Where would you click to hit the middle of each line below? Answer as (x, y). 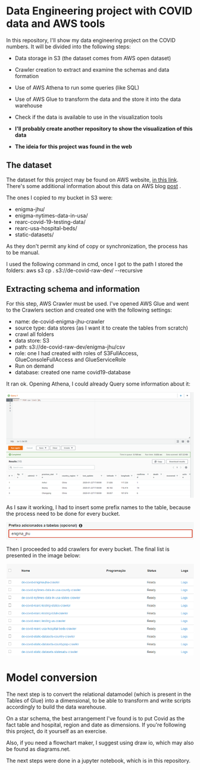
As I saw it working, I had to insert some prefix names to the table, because (99, 507)
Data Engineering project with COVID (99, 11)
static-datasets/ (34, 235)
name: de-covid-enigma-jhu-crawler (60, 321)
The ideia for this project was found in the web (73, 146)
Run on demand (34, 366)
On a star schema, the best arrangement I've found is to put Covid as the (96, 719)
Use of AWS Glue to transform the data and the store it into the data (98, 99)
